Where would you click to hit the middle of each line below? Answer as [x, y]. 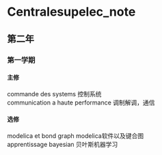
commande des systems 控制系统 [54, 94]
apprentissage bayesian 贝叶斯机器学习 [63, 144]
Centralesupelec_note [71, 12]
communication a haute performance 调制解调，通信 [81, 102]
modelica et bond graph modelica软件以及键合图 [76, 136]
